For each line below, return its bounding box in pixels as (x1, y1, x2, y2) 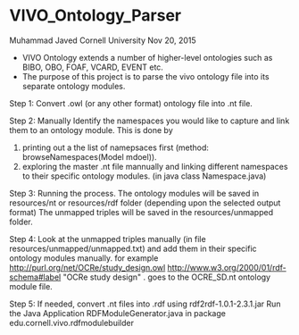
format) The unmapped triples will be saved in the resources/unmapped (9, 206, 274, 217)
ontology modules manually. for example (9, 252, 159, 264)
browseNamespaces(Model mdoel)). (21, 151, 158, 162)
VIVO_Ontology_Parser (9, 5, 181, 26)
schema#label (9, 272, 62, 282)
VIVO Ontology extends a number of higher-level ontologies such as (21, 52, 273, 63)
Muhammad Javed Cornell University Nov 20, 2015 (9, 35, 196, 46)
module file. (9, 281, 54, 291)
